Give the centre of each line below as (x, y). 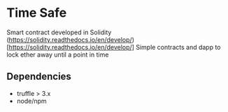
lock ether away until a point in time (58, 55)
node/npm (31, 101)
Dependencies (39, 77)
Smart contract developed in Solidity (59, 32)
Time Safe (37, 13)
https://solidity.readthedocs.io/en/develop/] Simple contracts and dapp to (115, 47)
